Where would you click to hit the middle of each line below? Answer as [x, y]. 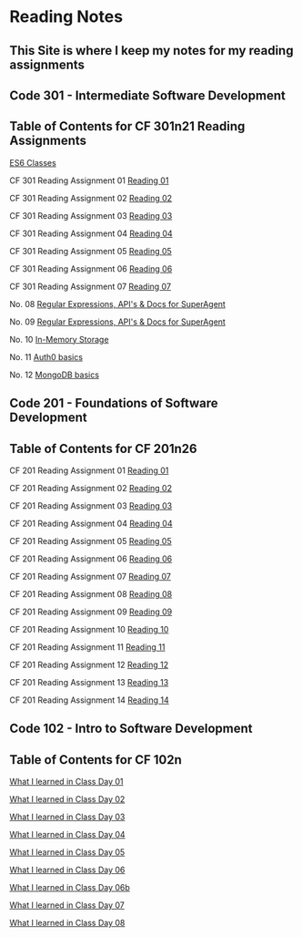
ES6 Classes [33, 162]
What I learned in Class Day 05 [67, 852]
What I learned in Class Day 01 [67, 782]
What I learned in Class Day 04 [67, 835]
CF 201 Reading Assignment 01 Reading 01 [89, 470]
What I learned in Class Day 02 [67, 799]
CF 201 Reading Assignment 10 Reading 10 [89, 629]
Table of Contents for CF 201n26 [103, 448]
